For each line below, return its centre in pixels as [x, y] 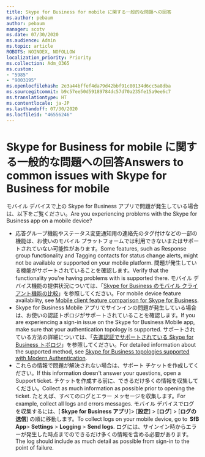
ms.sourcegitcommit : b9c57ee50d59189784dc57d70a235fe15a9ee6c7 [89, 92]
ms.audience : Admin [31, 40]
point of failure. [34, 448]
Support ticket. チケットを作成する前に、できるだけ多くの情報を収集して [107, 381]
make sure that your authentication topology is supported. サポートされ [105, 330]
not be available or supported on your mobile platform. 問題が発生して [103, 263]
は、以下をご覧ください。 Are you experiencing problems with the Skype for [102, 214]
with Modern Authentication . [51, 358]
